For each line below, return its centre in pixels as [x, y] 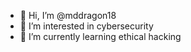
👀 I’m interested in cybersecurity [86, 26]
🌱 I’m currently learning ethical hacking [100, 36]
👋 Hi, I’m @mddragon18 [68, 15]
